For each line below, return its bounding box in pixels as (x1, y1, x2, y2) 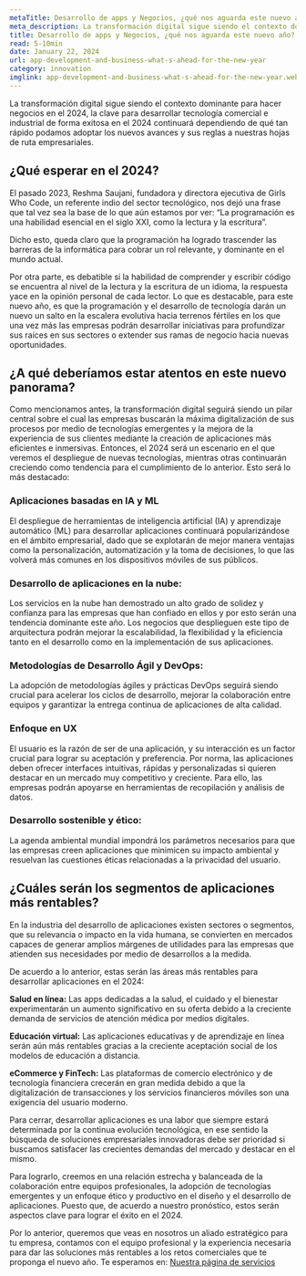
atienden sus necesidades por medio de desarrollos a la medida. (9, 948, 252, 959)
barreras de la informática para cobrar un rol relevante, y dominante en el (9, 244, 285, 255)
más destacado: (9, 472, 70, 483)
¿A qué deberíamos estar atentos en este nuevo (9, 365, 287, 381)
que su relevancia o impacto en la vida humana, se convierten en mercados (9, 928, 293, 940)
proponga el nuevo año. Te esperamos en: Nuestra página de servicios (9, 1256, 276, 1267)
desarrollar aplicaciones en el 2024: (9, 976, 145, 987)
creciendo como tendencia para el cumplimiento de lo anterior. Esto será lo (9, 462, 291, 473)
